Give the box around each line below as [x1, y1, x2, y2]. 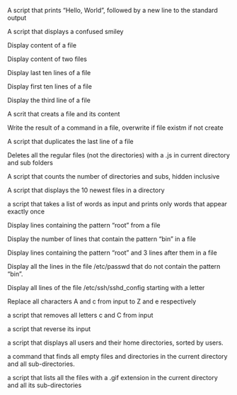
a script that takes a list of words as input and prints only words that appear [7, 200, 228, 208]
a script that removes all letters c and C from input [7, 311, 154, 319]
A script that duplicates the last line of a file [7, 138, 134, 145]
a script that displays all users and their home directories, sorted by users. [7, 338, 224, 347]
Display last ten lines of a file [7, 69, 91, 77]
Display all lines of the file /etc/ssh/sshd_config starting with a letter [7, 284, 205, 291]
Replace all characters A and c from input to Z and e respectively [7, 297, 197, 306]
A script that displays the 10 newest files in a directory [7, 186, 165, 194]
